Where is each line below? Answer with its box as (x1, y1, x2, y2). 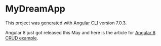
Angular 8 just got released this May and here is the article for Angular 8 (5, 29, 156, 35)
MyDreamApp (5, 3, 66, 15)
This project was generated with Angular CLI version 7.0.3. (5, 20, 127, 26)
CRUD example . (5, 35, 38, 41)
